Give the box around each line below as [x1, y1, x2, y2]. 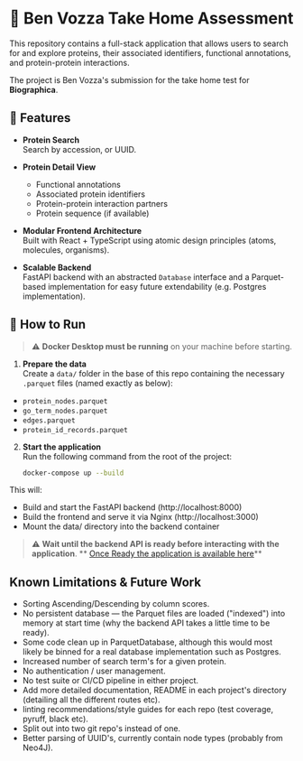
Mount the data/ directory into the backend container [22, 521, 220, 532]
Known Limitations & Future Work [9, 574, 201, 589]
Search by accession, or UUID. [22, 144, 137, 154]
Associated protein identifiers [35, 189, 146, 200]
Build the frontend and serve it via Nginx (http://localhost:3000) [22, 512, 259, 523]
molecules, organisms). [22, 244, 110, 255]
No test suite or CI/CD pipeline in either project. [22, 675, 199, 686]
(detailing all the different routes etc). [22, 694, 161, 705]
